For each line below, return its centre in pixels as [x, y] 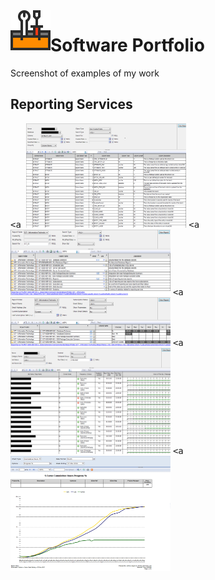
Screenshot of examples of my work [85, 73]
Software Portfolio [127, 45]
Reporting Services [71, 104]
